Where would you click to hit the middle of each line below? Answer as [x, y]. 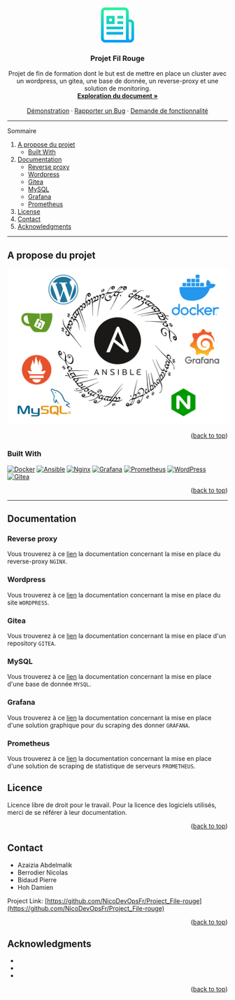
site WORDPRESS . [28, 602]
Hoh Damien [35, 887]
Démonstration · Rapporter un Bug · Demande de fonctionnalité [117, 111]
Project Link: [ [27, 900]
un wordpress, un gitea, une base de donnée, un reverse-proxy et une [117, 81]
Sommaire [22, 131]
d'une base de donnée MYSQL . [49, 684]
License [29, 212]
